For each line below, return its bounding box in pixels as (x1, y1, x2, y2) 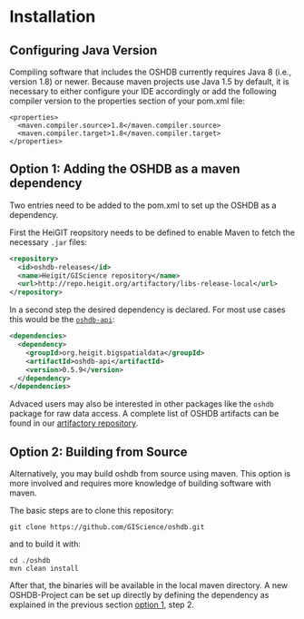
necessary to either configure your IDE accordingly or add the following (9, 86, 277, 96)
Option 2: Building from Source (9, 444, 188, 459)
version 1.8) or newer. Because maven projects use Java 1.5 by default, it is (9, 76, 289, 87)
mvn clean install (9, 565, 79, 574)
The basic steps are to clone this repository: (9, 506, 174, 516)
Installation (9, 6, 96, 27)
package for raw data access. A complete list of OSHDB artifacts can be (9, 408, 279, 419)
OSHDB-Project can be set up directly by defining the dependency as (9, 590, 270, 601)
